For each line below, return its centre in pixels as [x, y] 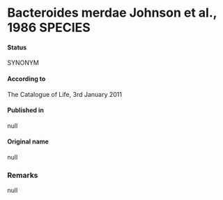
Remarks [23, 175]
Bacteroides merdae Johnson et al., [112, 13]
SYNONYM [23, 63]
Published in [25, 110]
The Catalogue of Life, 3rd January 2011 [64, 94]
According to [26, 79]
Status [17, 47]
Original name [28, 141]
